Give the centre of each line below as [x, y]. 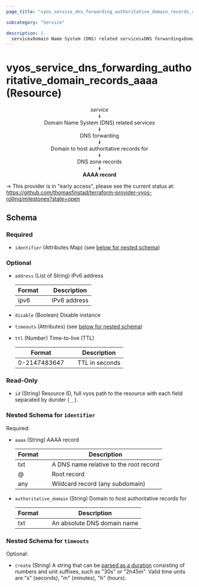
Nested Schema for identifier [51, 415]
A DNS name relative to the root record [106, 464]
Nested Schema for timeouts [48, 541]
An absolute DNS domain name [95, 523]
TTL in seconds [99, 363]
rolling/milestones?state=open [43, 199]
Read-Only [22, 381]
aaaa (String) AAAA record [47, 440]
